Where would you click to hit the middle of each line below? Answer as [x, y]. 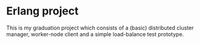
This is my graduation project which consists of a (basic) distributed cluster [100, 28]
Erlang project [42, 11]
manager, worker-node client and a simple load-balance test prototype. [95, 34]
